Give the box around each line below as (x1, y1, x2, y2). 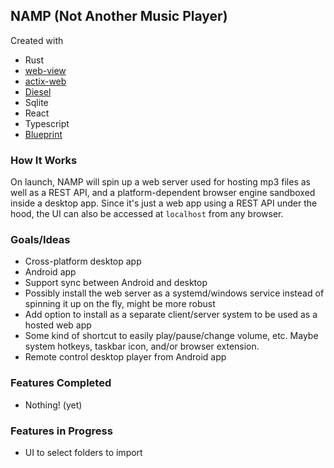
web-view (24, 64, 67, 76)
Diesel (24, 85, 52, 98)
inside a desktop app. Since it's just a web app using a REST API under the (10, 197, 318, 209)
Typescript (24, 117, 70, 129)
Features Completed (10, 376, 112, 390)
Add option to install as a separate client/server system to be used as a (24, 309, 318, 321)
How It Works (10, 153, 78, 167)
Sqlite (24, 96, 49, 108)
